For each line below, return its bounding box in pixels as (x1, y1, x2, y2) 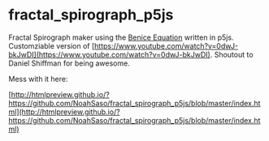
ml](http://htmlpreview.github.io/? (8, 107, 120, 117)
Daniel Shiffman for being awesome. (8, 58, 130, 68)
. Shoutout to (210, 49, 254, 59)
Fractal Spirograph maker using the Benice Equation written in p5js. (8, 32, 234, 42)
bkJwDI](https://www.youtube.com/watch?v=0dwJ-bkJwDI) (8, 49, 211, 59)
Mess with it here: (8, 74, 68, 83)
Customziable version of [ (8, 41, 95, 50)
